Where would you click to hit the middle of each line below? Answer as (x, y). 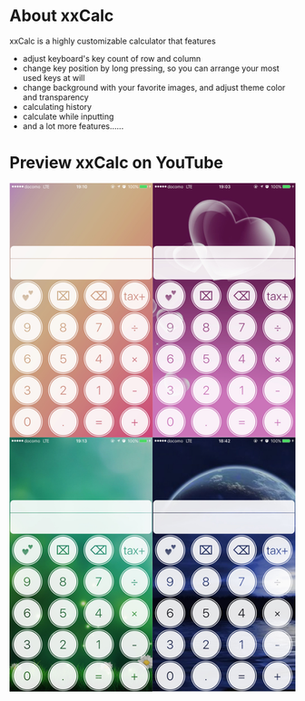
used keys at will (54, 77)
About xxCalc (62, 16)
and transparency (55, 97)
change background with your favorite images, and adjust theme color (154, 87)
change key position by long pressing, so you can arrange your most (151, 68)
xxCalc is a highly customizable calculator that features (113, 41)
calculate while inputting (68, 116)
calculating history (57, 106)
